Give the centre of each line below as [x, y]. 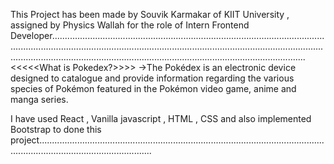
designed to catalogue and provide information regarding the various [152, 78]
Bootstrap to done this [56, 129]
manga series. [39, 99]
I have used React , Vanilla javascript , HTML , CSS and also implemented [161, 118]
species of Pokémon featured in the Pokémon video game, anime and [153, 88]
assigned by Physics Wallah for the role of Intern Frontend [130, 25]
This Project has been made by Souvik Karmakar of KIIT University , [150, 14]
